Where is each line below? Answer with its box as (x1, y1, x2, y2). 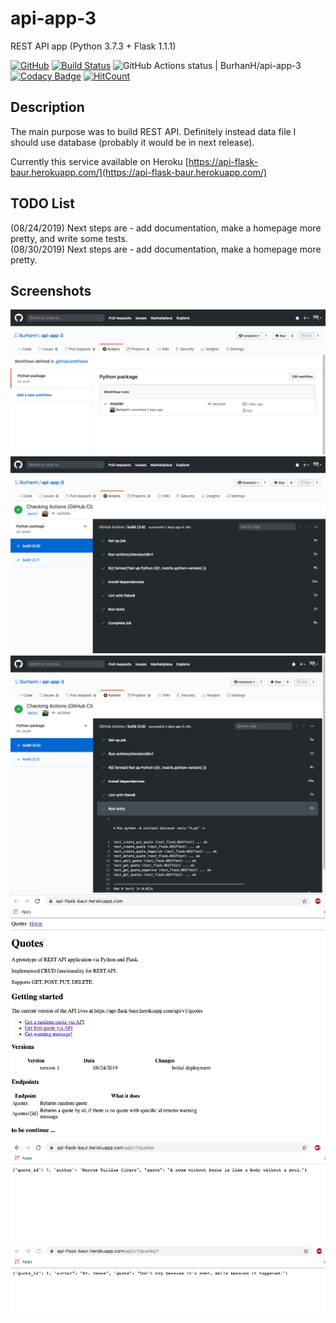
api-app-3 (10, 7, 97, 30)
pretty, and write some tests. (10, 232, 128, 244)
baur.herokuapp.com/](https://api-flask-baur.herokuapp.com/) (10, 166, 268, 178)
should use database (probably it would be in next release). (10, 136, 255, 148)
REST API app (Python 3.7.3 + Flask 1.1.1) (10, 40, 177, 52)
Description (10, 99, 85, 116)
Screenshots (10, 282, 92, 299)
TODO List (10, 195, 75, 212)
